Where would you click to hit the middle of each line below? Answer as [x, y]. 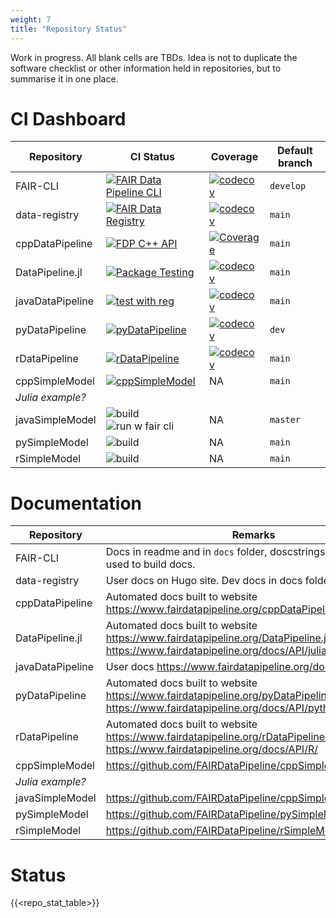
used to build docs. [150, 564]
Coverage [234, 157]
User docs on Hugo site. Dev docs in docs [204, 581]
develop [288, 186]
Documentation [76, 503]
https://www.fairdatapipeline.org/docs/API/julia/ [218, 651]
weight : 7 [31, 19]
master [285, 420]
